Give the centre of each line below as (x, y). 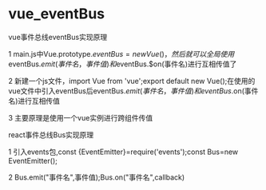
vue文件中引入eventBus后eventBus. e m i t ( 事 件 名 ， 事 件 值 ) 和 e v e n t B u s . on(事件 (133, 91)
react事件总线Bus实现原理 (51, 135)
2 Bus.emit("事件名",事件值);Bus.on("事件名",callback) (97, 177)
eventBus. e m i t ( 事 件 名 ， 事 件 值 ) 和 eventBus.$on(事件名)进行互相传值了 (123, 64)
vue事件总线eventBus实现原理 (58, 37)
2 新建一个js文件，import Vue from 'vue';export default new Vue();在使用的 (132, 81)
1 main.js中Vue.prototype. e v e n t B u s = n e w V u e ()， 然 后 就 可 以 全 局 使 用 (121, 53)
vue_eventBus (57, 14)
